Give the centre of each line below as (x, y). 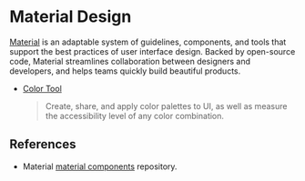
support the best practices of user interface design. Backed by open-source (152, 51)
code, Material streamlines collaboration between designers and (130, 61)
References (43, 144)
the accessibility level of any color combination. (135, 116)
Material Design (71, 17)
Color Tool (42, 88)
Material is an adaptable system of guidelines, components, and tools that (148, 42)
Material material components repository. (100, 166)
